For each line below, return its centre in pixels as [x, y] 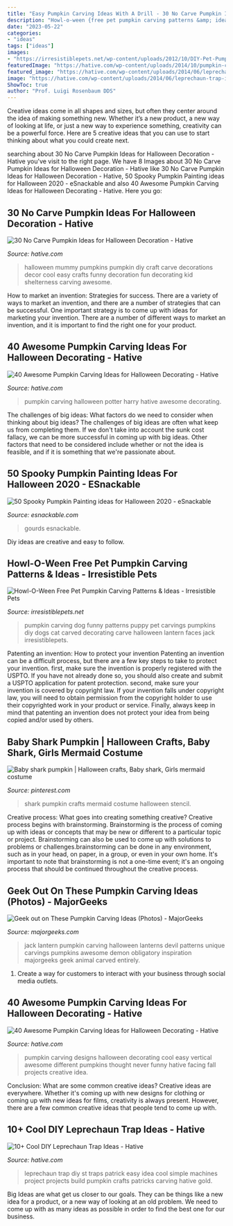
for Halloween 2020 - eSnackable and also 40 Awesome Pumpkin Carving [113, 183]
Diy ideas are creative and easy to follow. [66, 541]
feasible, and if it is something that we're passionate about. [92, 452]
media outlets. [37, 981]
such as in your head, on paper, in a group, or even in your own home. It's [113, 854]
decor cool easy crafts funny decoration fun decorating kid [108, 275]
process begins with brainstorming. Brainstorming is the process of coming [115, 825]
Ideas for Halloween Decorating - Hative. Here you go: [85, 191]
